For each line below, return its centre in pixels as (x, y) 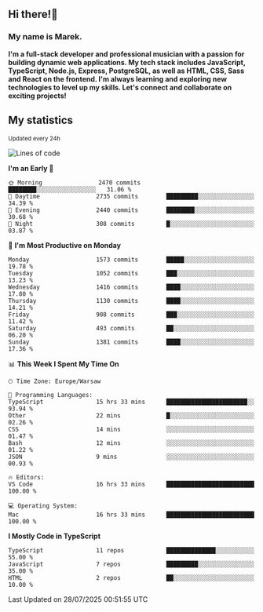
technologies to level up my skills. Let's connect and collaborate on (120, 87)
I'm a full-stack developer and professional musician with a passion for (126, 54)
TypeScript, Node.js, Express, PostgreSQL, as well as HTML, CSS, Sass (126, 71)
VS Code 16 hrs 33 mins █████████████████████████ (131, 484)
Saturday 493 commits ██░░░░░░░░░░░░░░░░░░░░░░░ (131, 328)
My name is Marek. (45, 37)
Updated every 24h (34, 138)
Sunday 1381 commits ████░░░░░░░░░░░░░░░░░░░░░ (131, 342)
